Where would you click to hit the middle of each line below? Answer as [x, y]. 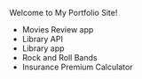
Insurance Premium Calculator [77, 67]
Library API [43, 39]
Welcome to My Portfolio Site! [63, 13]
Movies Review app [58, 29]
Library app [43, 48]
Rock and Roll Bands [59, 57]
